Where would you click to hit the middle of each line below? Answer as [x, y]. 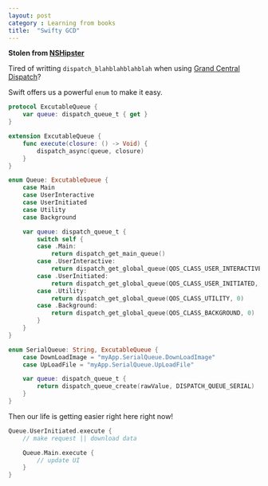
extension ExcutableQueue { [55, 136]
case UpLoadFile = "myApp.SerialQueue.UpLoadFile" [108, 364]
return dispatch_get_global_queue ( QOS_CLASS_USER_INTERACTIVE [156, 268]
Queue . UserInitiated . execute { [60, 431]
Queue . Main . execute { [58, 453]
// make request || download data [80, 438]
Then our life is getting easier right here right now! [91, 416]
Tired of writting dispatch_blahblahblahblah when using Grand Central [124, 69]
